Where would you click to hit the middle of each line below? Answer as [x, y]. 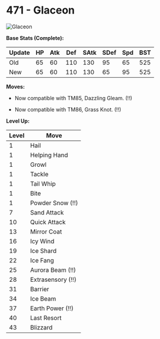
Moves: [16, 87]
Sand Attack [47, 212]
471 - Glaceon [41, 10]
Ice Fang [42, 260]
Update [20, 52]
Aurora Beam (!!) [53, 270]
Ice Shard [44, 251]
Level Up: [18, 121]
